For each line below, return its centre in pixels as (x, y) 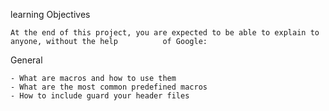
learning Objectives (50, 14)
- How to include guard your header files (100, 96)
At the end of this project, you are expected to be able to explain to (165, 33)
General (26, 60)
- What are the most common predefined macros (109, 87)
